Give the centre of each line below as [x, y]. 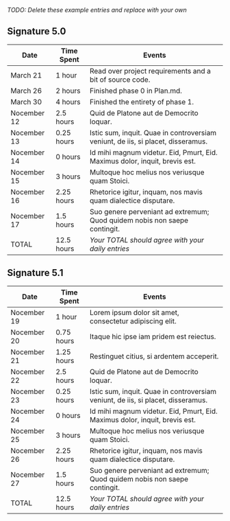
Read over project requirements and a [150, 71]
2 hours [68, 91]
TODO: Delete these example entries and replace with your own [97, 10]
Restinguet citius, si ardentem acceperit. [154, 356]
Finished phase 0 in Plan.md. [136, 91]
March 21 [26, 75]
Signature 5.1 [35, 273]
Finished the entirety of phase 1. [142, 102]
